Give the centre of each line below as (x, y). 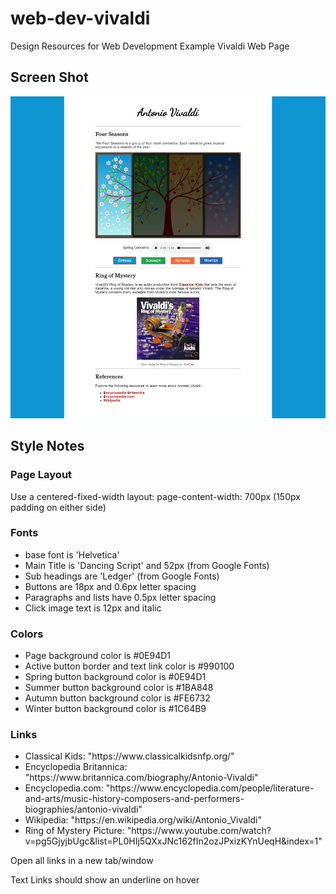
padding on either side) (58, 507)
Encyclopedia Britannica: (76, 767)
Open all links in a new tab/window (82, 861)
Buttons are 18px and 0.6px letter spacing (110, 586)
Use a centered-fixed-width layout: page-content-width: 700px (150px (155, 496)
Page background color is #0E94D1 (98, 656)
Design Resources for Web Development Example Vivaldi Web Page (150, 46)
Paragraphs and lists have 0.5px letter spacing (120, 597)
